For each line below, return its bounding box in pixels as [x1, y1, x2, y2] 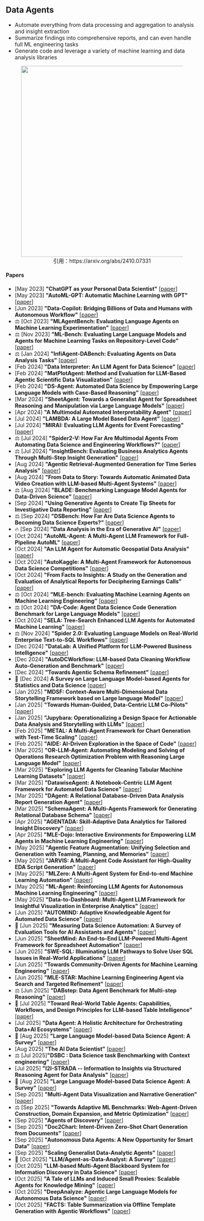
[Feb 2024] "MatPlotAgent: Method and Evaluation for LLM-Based [14, 370, 186, 377]
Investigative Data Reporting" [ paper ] [14, 506, 112, 513]
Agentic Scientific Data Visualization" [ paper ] [14, 376, 133, 384]
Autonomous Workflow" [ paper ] [14, 311, 98, 318]
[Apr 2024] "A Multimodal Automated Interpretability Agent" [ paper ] [14, 409, 192, 416]
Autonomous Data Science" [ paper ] [14, 1195, 107, 1202]
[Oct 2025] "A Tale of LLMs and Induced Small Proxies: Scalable [14, 1175, 180, 1182]
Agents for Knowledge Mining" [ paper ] [14, 1182, 115, 1189]
